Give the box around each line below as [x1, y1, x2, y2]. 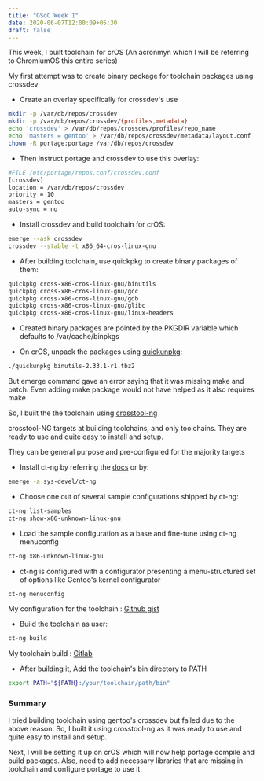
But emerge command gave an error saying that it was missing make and [8, 377, 244, 385]
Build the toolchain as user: [19, 619, 108, 629]
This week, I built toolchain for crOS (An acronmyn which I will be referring [8, 48, 250, 57]
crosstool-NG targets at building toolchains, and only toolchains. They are [8, 424, 247, 433]
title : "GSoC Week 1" [8, 11, 79, 20]
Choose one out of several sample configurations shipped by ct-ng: [19, 492, 239, 501]
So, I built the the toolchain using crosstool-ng [8, 408, 158, 418]
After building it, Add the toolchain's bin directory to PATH [19, 664, 207, 673]
